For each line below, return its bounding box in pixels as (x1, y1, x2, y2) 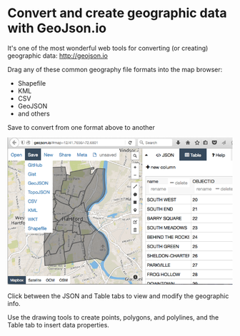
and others (17, 109, 50, 118)
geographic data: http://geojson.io (7, 51, 109, 60)
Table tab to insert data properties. (7, 320, 109, 329)
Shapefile (17, 78, 46, 87)
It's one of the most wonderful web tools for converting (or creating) (7, 44, 209, 52)
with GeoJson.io (7, 20, 107, 36)
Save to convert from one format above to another (7, 123, 156, 131)
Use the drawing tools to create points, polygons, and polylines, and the (7, 312, 219, 322)
